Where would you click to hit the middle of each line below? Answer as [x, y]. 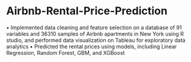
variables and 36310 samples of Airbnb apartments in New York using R [95, 33]
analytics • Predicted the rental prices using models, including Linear [92, 46]
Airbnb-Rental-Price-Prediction [87, 11]
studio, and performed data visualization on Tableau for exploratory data [96, 40]
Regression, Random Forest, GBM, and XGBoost [65, 52]
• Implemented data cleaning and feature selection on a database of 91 [94, 27]
